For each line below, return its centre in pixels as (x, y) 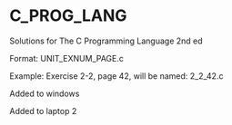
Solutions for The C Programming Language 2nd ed (106, 41)
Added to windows (45, 93)
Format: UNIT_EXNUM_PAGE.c (67, 58)
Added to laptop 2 (43, 111)
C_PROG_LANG (68, 16)
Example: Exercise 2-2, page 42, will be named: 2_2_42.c (116, 76)
